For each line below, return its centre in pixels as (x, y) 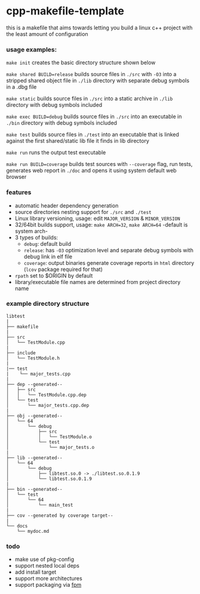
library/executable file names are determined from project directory (98, 282)
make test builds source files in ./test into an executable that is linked (93, 135)
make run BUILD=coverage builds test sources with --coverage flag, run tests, (99, 164)
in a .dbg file (21, 87)
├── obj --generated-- (34, 416)
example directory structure (48, 304)
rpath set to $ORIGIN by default (54, 275)
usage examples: (32, 49)
